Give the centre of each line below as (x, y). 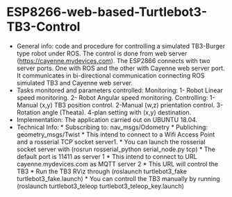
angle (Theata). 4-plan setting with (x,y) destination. (117, 112)
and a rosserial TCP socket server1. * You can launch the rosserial (111, 142)
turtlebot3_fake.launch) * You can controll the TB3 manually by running (118, 178)
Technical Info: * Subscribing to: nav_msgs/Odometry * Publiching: (112, 127)
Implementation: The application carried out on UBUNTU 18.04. (107, 119)
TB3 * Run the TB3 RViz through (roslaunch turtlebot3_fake (102, 171)
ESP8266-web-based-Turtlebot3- (107, 12)
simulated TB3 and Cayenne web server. (75, 83)
